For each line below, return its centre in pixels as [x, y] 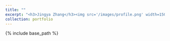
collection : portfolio [29, 19]
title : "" [16, 10]
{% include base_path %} [32, 33]
